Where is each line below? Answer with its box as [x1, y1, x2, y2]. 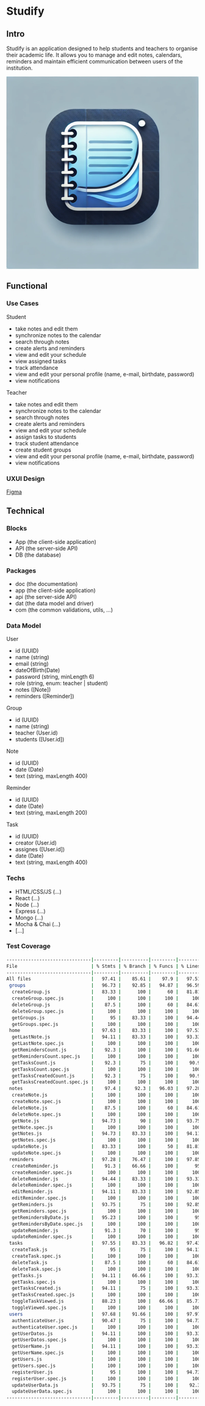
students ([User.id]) [15, 736, 65, 743]
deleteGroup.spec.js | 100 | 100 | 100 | [12, 1008, 179, 1014]
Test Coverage [6, 942, 51, 951]
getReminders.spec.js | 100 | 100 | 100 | [12, 1208, 179, 1214]
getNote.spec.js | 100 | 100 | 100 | [12, 1124, 179, 1130]
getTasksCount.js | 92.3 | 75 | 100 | [12, 1060, 179, 1066]
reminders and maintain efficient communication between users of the [6, 58, 183, 65]
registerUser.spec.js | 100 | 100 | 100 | [12, 1375, 179, 1382]
